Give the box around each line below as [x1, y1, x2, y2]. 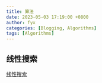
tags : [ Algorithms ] [6, 31, 55, 36]
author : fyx [6, 19, 36, 25]
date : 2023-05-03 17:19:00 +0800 [6, 14, 89, 20]
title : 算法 [6, 8, 34, 15]
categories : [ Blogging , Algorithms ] [6, 25, 97, 31]
